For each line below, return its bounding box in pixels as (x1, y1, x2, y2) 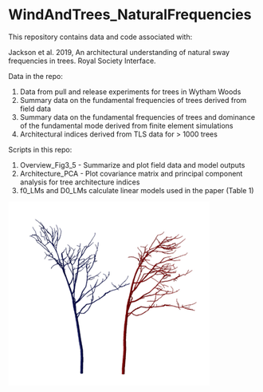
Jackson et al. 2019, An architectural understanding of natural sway (8, 47, 230, 57)
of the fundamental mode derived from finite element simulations (19, 121, 234, 130)
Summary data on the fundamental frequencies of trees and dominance (19, 112, 256, 121)
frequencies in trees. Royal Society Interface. (8, 56, 157, 65)
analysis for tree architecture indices (19, 177, 140, 187)
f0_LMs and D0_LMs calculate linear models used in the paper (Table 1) (19, 185, 254, 195)
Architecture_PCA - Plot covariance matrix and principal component (19, 168, 243, 178)
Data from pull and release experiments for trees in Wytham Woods (19, 86, 241, 97)
